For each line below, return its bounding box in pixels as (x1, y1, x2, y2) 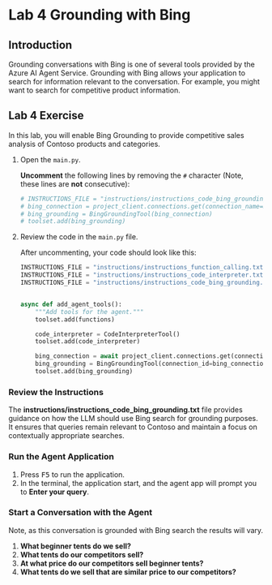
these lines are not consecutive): (19, 179, 130, 188)
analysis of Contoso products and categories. (8, 139, 160, 148)
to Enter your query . (19, 487, 89, 497)
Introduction (8, 38, 73, 52)
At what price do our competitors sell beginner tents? (19, 558, 204, 568)
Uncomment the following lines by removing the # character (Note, (19, 170, 244, 180)
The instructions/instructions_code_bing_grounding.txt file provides (8, 405, 243, 415)
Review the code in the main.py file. (19, 232, 138, 242)
